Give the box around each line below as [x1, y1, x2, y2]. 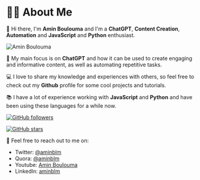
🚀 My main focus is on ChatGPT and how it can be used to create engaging [6, 54, 193, 62]
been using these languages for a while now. [6, 102, 117, 109]
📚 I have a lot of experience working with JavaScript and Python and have [6, 93, 193, 100]
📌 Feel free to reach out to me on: [6, 137, 89, 144]
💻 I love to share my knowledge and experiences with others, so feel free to [6, 73, 195, 80]
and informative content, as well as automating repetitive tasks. [6, 61, 162, 68]
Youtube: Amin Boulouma [14, 161, 78, 168]
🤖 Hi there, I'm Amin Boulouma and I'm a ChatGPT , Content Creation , [6, 25, 180, 32]
